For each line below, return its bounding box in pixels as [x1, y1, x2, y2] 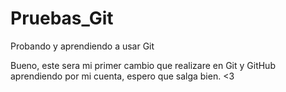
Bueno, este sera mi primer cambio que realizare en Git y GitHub [10, 59, 276, 71]
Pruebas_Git [10, 7, 114, 30]
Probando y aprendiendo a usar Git [10, 40, 155, 52]
